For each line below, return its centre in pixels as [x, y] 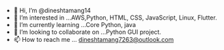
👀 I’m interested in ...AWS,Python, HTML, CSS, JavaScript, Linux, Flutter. [115, 18]
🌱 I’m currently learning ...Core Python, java [75, 25]
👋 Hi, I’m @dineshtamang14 [52, 10]
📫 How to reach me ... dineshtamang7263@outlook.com [94, 40]
